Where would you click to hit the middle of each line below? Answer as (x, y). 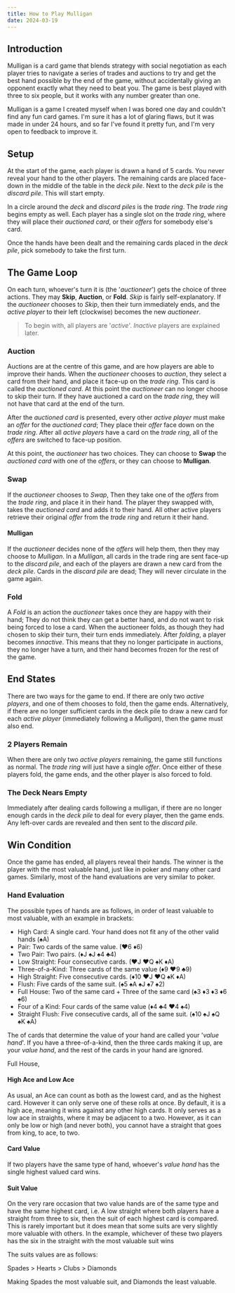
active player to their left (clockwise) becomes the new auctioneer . (104, 312)
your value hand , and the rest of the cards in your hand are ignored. (105, 1050)
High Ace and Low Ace (41, 1080)
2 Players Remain (38, 744)
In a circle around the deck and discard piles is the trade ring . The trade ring (117, 207)
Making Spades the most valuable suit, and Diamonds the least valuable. (112, 1282)
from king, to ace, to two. (43, 1133)
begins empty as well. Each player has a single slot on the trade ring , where (116, 215)
